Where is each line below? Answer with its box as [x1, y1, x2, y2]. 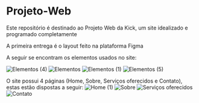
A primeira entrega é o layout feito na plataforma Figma [6, 42, 144, 49]
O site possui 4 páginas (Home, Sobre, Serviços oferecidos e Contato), [6, 77, 183, 84]
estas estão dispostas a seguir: [6, 83, 84, 91]
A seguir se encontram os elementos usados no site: [6, 54, 137, 61]
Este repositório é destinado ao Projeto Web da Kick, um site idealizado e [6, 24, 188, 31]
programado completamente [6, 30, 77, 37]
